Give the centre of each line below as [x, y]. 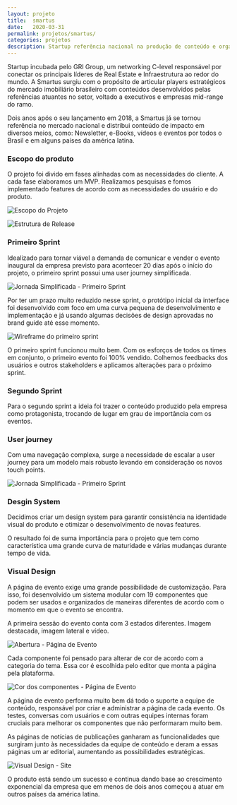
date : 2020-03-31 [36, 27]
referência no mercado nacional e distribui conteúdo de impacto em [106, 125]
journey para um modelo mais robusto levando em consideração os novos [115, 463]
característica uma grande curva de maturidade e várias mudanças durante [117, 546]
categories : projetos [39, 40]
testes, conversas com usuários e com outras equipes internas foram [108, 715]
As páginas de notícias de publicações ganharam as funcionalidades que [114, 737]
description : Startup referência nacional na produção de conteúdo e [112, 47]
